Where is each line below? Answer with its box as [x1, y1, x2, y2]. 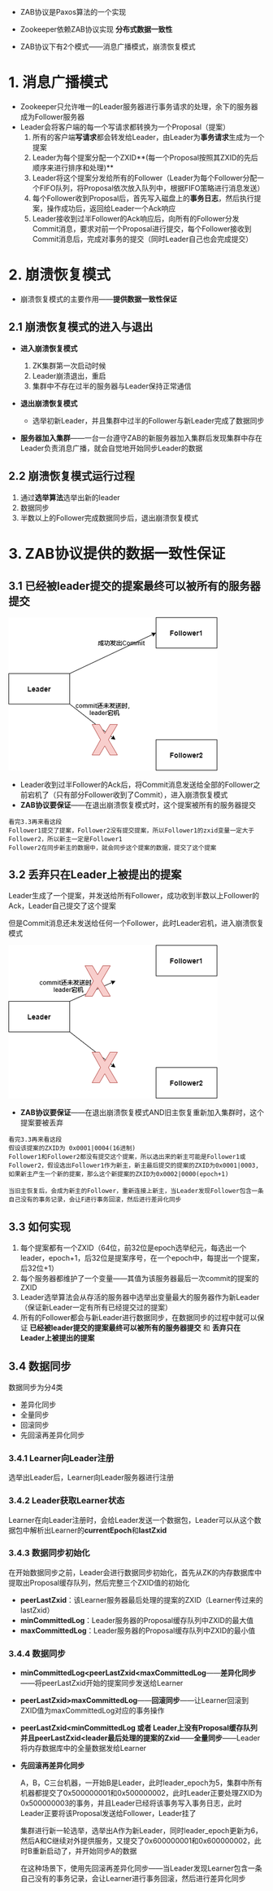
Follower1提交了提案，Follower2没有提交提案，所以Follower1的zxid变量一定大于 [8, 826, 254, 835]
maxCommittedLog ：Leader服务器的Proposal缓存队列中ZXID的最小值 [19, 1626, 256, 1635]
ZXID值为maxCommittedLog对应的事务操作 [19, 1705, 165, 1716]
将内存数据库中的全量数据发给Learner [19, 1744, 147, 1753]
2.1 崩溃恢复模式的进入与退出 [8, 320, 154, 334]
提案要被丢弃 [19, 1118, 63, 1128]
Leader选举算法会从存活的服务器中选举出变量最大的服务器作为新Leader [19, 1292, 260, 1302]
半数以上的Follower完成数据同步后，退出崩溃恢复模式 [19, 512, 199, 523]
